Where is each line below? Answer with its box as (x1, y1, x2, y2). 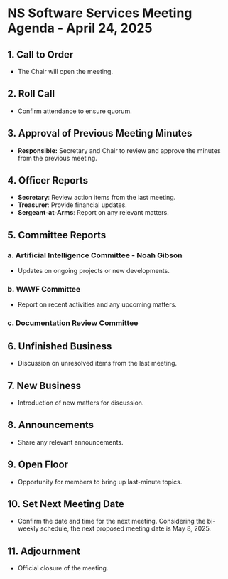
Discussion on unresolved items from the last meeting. (17, 359, 178, 368)
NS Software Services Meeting (7, 5, 192, 21)
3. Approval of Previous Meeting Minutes (7, 127, 192, 139)
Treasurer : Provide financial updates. (17, 201, 128, 209)
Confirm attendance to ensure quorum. (17, 107, 133, 115)
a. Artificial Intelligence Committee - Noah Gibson (7, 250, 183, 260)
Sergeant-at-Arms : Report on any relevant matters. (17, 208, 169, 217)
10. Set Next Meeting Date (7, 498, 124, 510)
